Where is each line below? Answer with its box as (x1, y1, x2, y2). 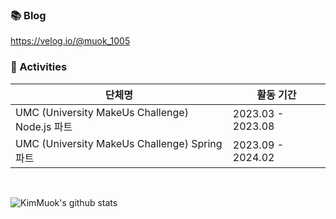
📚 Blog (10, 8, 47, 22)
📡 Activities (10, 60, 68, 74)
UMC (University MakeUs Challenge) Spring (15, 136, 223, 150)
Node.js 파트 (15, 119, 73, 133)
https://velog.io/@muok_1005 (10, 35, 131, 47)
